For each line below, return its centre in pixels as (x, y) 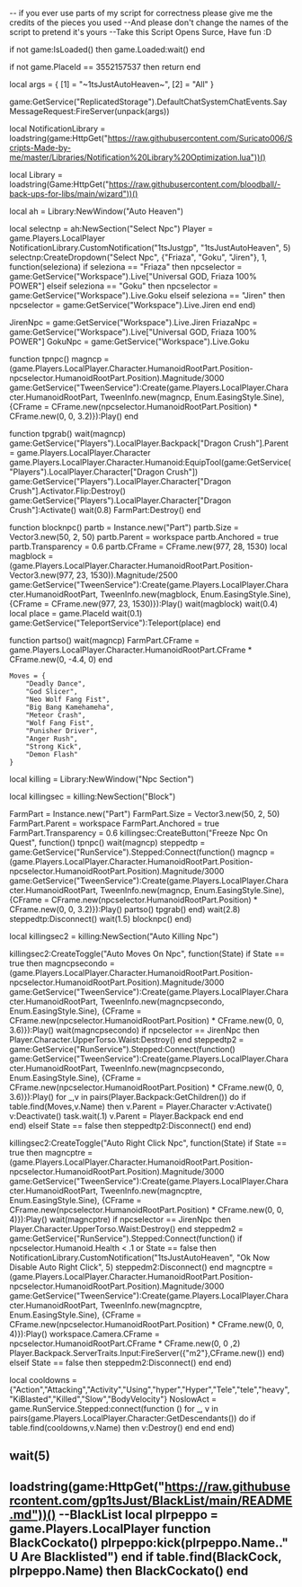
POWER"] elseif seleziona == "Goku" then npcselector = (114, 286)
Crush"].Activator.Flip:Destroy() (67, 491)
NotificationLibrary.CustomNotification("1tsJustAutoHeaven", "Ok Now (140, 1258)
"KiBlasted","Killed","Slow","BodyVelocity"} (89, 1399)
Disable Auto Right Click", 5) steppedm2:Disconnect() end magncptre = (142, 1267)
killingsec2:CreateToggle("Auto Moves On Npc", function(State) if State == (147, 953)
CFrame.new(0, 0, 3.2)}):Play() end (74, 416)
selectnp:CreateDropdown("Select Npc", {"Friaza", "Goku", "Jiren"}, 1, (138, 257)
